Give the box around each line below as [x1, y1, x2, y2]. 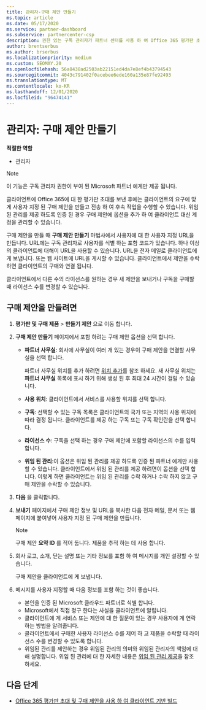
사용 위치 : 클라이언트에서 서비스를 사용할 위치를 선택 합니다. [24, 395, 167, 403]
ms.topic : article [6, 15, 53, 21]
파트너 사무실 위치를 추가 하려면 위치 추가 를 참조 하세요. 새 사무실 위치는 [24, 366, 196, 374]
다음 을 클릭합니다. [15, 493, 60, 501]
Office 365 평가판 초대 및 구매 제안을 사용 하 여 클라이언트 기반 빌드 [15, 697, 178, 704]
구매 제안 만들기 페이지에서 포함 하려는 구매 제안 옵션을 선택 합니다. [15, 333, 175, 341]
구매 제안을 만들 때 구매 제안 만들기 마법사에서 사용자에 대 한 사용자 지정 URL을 [6, 231, 194, 239]
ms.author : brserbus [6, 49, 59, 55]
